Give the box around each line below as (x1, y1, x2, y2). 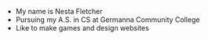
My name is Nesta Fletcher (15, 7, 104, 16)
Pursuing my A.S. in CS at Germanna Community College (15, 15, 200, 24)
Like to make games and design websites (15, 24, 149, 32)
